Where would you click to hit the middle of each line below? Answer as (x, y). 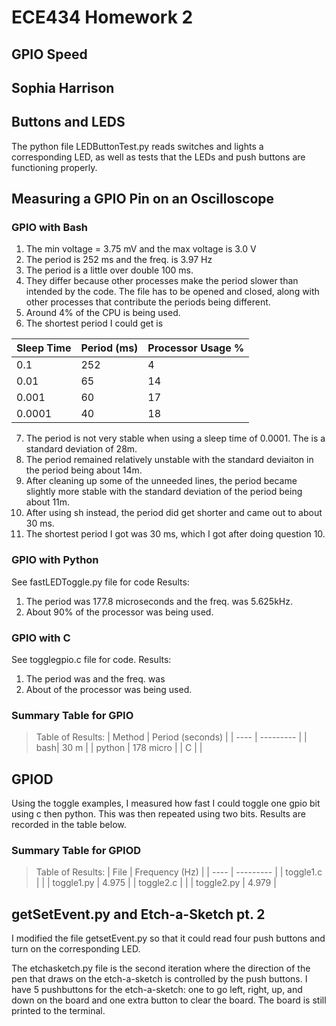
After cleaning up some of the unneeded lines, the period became (161, 481)
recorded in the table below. (69, 825)
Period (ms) (109, 348)
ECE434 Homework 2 (102, 17)
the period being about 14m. (84, 470)
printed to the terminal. (58, 1011)
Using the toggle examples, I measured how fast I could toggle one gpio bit (166, 803)
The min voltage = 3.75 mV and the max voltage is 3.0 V (141, 249)
